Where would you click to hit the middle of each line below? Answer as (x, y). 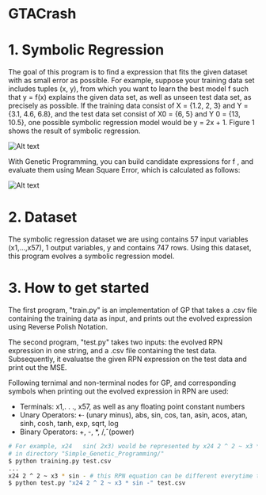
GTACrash (42, 14)
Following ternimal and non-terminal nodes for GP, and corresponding (122, 383)
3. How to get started (79, 288)
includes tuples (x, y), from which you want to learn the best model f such (129, 89)
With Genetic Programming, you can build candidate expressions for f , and (131, 162)
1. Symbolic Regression (86, 50)
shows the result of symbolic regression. (74, 131)
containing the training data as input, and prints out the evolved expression (130, 318)
